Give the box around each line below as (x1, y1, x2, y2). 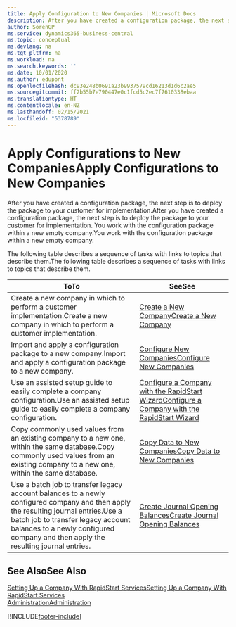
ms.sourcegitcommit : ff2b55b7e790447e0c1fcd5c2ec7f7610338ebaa (7, 89, 197, 96)
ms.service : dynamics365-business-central (7, 30, 133, 37)
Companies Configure (139, 353, 211, 362)
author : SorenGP (7, 23, 55, 30)
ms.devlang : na (7, 43, 52, 50)
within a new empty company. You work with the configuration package (7, 228, 213, 236)
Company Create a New (139, 310, 216, 320)
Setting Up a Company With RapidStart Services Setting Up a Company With (7, 583, 227, 592)
